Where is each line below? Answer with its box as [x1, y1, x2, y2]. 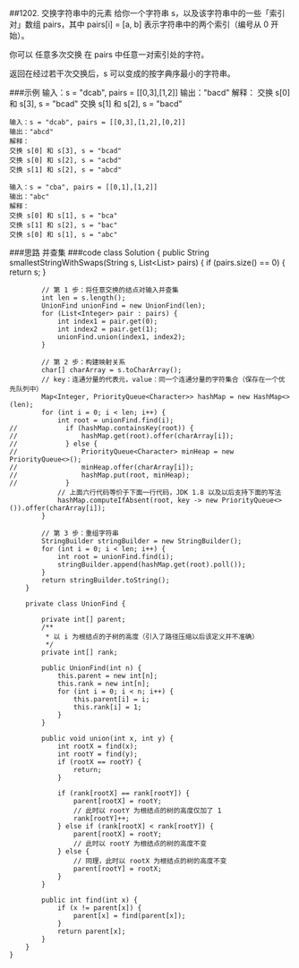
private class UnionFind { [25, 599, 126, 608]
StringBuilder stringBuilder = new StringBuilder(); [41, 537, 243, 546]
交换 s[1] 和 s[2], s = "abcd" [9, 166, 123, 174]
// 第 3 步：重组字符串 [41, 529, 119, 538]
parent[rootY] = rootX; [73, 864, 163, 873]
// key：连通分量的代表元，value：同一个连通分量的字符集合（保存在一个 [41, 375, 279, 384]
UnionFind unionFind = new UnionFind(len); [41, 301, 206, 310]
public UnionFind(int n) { [41, 664, 142, 673]
